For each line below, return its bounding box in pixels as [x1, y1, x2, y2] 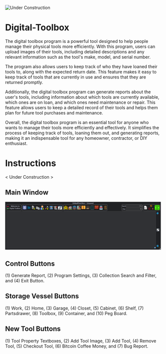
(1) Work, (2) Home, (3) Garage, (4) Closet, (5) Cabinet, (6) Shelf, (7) [5, 305, 144, 311]
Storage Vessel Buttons [5, 292, 79, 301]
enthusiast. [5, 140, 28, 146]
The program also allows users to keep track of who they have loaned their [5, 63, 158, 69]
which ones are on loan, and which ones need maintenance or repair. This [5, 99, 156, 105]
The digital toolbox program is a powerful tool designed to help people [5, 38, 148, 44]
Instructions [5, 158, 56, 169]
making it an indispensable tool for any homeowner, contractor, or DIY [5, 135, 148, 141]
